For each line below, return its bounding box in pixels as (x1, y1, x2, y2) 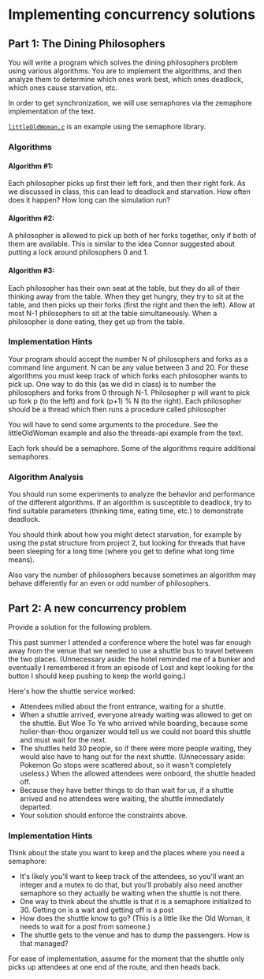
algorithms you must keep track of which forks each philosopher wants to (8, 370, 247, 380)
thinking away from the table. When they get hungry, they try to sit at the (8, 292, 244, 301)
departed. (19, 802, 52, 811)
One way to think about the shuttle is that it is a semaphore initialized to (19, 897, 252, 906)
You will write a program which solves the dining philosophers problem (8, 58, 238, 67)
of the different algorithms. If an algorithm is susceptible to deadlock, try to (8, 498, 252, 508)
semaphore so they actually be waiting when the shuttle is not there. (19, 888, 242, 898)
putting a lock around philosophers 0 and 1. (8, 248, 149, 257)
